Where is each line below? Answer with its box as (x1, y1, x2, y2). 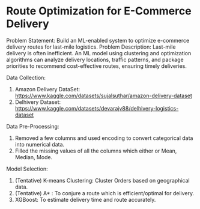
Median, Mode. (14, 153, 53, 160)
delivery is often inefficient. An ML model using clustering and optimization (6, 49, 192, 56)
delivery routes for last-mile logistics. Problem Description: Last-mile (6, 43, 176, 50)
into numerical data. (14, 141, 65, 148)
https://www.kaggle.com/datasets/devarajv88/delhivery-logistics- (14, 104, 179, 112)
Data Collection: (6, 74, 46, 81)
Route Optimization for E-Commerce (6, 4, 192, 18)
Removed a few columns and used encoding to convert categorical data (14, 134, 193, 142)
